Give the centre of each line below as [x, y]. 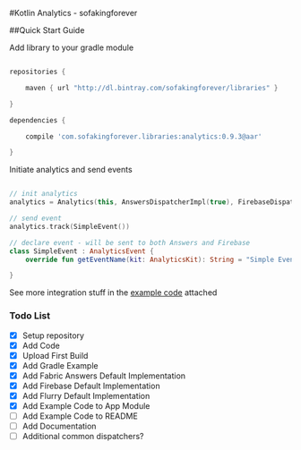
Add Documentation [59, 426]
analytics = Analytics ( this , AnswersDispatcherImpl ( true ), [122, 202]
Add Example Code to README [80, 416]
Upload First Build [55, 355]
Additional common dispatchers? [83, 437]
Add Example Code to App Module [86, 405]
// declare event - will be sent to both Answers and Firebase [130, 242]
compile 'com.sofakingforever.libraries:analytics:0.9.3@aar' [144, 136]
